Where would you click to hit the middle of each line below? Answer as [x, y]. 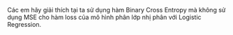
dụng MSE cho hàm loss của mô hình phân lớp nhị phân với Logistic [104, 17]
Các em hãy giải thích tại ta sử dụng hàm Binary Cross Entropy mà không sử [116, 10]
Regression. [24, 24]
